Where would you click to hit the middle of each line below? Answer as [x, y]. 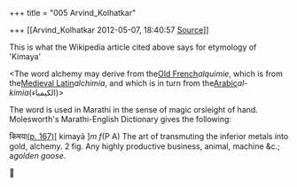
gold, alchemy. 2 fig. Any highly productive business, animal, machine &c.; [145, 146]
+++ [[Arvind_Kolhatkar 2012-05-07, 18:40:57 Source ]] [109, 30]
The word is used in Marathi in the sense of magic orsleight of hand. [134, 109]
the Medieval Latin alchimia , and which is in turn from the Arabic [123, 83]
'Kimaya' [25, 56]
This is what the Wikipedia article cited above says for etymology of [133, 47]
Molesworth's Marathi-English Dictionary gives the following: [121, 119]
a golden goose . [38, 156]
